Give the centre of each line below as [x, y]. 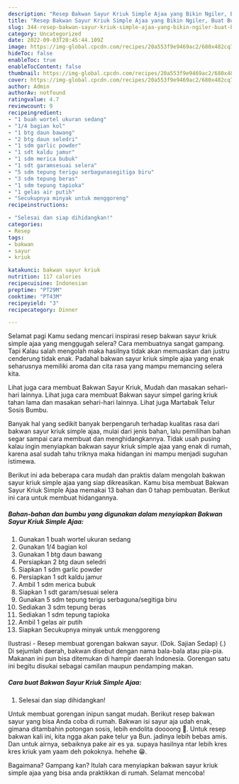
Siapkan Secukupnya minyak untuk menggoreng [89, 630]
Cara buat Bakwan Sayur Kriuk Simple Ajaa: [75, 682]
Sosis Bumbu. [28, 410]
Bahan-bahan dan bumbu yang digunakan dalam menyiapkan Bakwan [115, 514]
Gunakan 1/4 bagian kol [52, 547]
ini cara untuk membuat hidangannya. [63, 498]
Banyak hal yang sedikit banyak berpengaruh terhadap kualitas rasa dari [113, 424]
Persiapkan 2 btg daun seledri [62, 562]
